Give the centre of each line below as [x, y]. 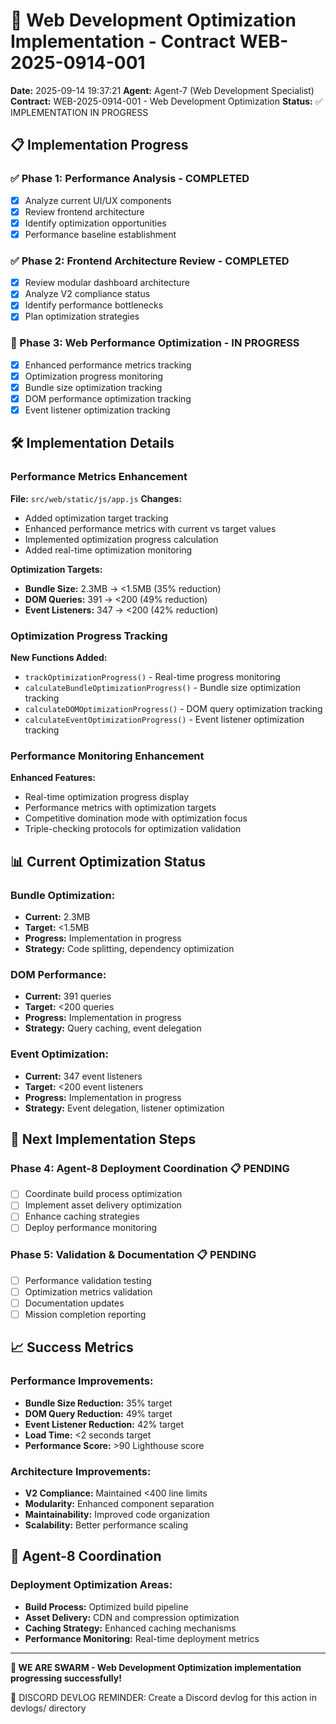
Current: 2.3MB [57, 917]
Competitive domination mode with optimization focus [136, 818]
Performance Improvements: [82, 1381]
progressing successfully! [66, 1678]
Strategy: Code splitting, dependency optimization [129, 948]
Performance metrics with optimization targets [120, 808]
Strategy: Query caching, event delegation [113, 1028]
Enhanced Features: [53, 778]
